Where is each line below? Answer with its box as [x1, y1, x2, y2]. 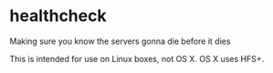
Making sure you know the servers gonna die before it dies [9, 36, 231, 47]
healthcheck [9, 5, 107, 26]
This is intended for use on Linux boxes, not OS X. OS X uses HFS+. [9, 53, 265, 64]
